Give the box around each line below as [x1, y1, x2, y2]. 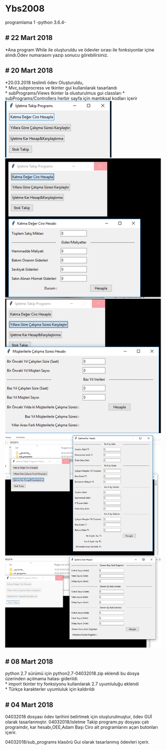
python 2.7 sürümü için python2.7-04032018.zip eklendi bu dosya [5, 670, 140, 676]
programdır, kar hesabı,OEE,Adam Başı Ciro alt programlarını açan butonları [5, 724, 158, 730]
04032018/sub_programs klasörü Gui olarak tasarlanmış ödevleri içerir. [5, 739, 150, 745]
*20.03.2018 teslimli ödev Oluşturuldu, [5, 80, 84, 86]
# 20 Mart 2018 [5, 66, 53, 75]
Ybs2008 [5, 3, 45, 14]
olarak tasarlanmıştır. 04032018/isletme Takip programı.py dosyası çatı [5, 719, 149, 725]
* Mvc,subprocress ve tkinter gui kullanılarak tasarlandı [5, 85, 118, 90]
